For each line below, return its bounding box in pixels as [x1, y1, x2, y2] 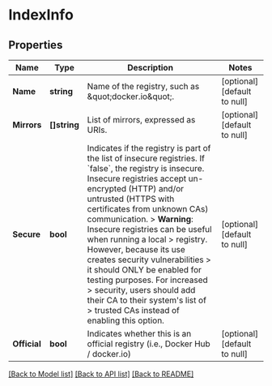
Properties [8, 38, 63, 52]
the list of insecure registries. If [87, 152, 205, 164]
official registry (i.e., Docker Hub [87, 338, 210, 350]
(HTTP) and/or [128, 183, 185, 194]
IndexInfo [8, 6, 74, 24]
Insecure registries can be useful [87, 224, 212, 234]
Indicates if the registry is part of [87, 143, 211, 153]
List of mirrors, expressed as [87, 114, 196, 125]
